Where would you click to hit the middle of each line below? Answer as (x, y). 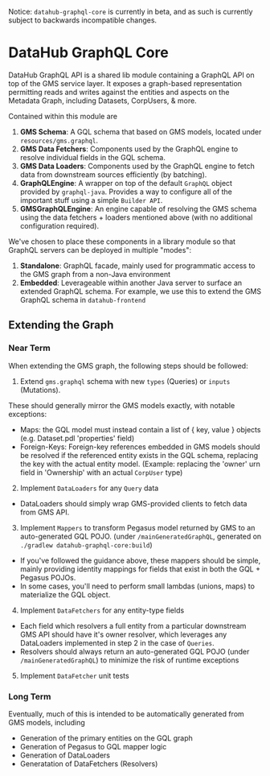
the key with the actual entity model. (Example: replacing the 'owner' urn (140, 464)
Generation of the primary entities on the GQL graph (106, 738)
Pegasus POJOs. (48, 577)
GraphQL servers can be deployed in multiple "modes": (100, 250)
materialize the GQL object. (65, 594)
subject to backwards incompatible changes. (83, 20)
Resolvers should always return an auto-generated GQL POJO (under (135, 651)
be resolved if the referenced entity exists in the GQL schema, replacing (139, 455)
